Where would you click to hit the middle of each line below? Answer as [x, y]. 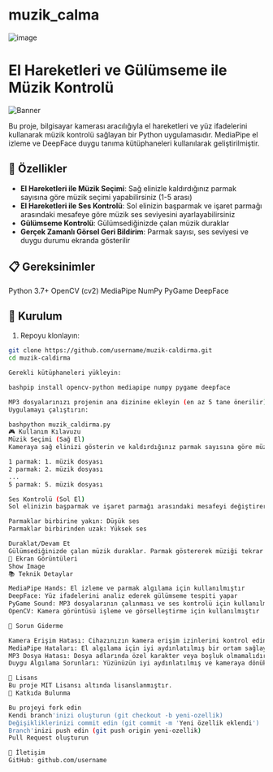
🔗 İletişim [27, 753]
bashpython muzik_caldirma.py [60, 425]
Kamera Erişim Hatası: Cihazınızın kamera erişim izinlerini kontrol [129, 640]
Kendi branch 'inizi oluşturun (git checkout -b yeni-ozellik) [116, 715]
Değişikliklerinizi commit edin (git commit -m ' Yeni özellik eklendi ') [134, 723]
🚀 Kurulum [35, 316]
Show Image [27, 566]
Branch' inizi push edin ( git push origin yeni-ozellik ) [105, 731]
